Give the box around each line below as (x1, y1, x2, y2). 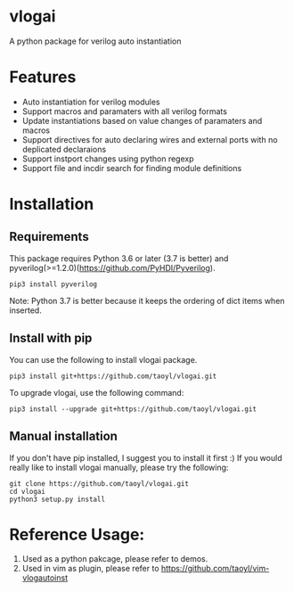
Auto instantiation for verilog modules (21, 96, 160, 107)
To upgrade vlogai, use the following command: (9, 387, 184, 398)
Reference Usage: (9, 524, 145, 545)
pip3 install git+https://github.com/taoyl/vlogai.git (9, 372, 217, 381)
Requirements (9, 229, 89, 244)
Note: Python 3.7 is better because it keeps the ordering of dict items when (9, 295, 285, 306)
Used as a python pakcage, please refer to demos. (21, 554, 208, 564)
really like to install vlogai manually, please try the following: (9, 462, 229, 473)
